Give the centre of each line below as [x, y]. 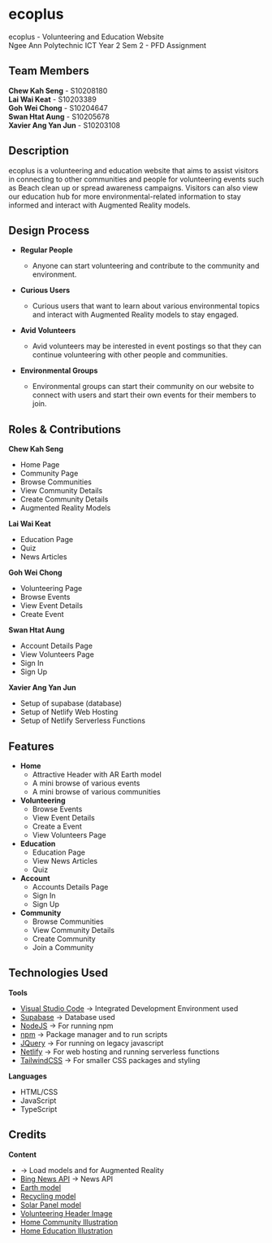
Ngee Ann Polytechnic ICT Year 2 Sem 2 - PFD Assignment [108, 45]
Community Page [49, 474]
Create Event [42, 615]
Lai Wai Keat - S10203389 [53, 99]
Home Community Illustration [69, 1222]
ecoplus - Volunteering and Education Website [86, 37]
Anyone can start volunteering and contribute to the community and [146, 266]
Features [31, 746]
